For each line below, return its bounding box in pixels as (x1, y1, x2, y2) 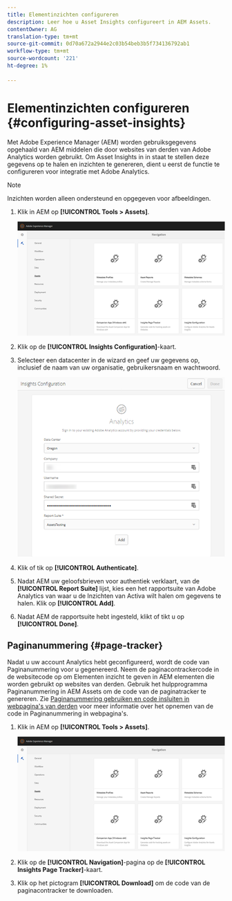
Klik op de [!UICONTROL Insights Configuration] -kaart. (17, 343, 177, 351)
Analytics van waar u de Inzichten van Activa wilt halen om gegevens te (17, 592, 222, 600)
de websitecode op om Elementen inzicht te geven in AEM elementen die (7, 673, 215, 681)
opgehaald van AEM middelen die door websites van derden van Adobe (7, 145, 211, 154)
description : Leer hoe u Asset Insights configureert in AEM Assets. (7, 18, 212, 26)
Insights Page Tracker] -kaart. (17, 865, 103, 873)
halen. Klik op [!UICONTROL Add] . (17, 599, 116, 607)
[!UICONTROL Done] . (17, 619, 79, 628)
